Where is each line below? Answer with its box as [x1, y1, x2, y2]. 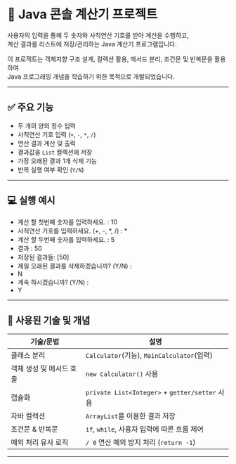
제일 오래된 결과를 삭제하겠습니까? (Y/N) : [17, 262, 132, 270]
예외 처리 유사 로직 [11, 437, 69, 447]
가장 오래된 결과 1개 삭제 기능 [17, 156, 97, 165]
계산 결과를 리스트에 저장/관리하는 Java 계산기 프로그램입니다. [7, 39, 178, 48]
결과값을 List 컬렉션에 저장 [17, 148, 93, 156]
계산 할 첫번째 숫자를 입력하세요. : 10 [17, 217, 118, 226]
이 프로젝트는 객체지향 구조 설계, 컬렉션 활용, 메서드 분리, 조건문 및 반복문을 [7, 54, 213, 63]
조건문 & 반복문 [11, 425, 58, 434]
